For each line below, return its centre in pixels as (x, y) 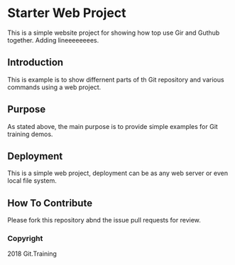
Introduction (35, 63)
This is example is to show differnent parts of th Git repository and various (116, 79)
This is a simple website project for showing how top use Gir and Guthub (114, 33)
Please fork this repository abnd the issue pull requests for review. (104, 220)
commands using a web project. (54, 87)
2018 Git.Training (32, 254)
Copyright (25, 239)
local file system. (32, 181)
